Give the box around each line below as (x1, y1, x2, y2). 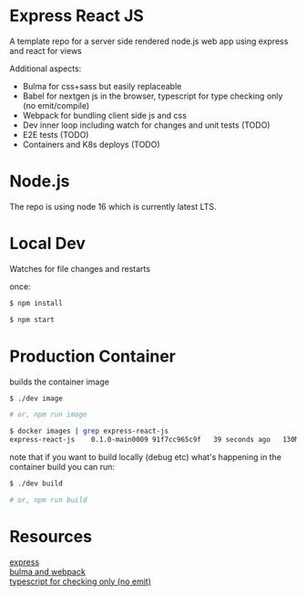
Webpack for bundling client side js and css (22, 110, 187, 120)
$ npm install (9, 298, 64, 308)
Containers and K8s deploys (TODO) (22, 139, 161, 150)
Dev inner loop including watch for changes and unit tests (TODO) (22, 120, 270, 131)
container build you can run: (9, 462, 116, 472)
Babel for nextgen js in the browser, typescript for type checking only (22, 90, 283, 101)
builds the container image (9, 376, 109, 387)
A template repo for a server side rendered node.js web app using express (9, 36, 289, 47)
